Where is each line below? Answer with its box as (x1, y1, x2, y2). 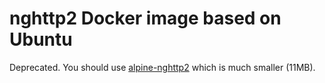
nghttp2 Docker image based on (9, 7, 282, 30)
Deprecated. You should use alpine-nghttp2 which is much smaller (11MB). (9, 61, 316, 73)
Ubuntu (9, 28, 73, 51)
